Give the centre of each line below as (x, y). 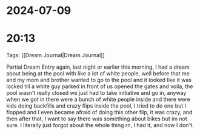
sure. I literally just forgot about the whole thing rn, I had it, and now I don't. (100, 125)
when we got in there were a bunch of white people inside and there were (98, 99)
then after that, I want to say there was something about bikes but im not (97, 119)
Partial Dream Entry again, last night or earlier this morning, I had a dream (98, 67)
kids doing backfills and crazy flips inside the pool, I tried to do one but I (96, 106)
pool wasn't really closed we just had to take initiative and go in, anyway (96, 93)
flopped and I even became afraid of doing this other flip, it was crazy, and (99, 112)
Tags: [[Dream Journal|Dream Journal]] (55, 55)
